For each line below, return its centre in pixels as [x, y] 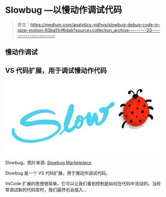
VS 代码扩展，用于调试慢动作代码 [56, 70]
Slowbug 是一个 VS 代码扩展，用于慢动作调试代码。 [58, 173]
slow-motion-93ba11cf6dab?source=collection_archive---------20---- [88, 30]
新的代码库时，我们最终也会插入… [53, 190]
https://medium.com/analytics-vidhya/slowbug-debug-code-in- [95, 25]
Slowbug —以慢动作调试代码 [63, 10]
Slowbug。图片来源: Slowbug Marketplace [48, 163]
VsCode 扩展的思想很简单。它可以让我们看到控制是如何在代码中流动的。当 [81, 184]
